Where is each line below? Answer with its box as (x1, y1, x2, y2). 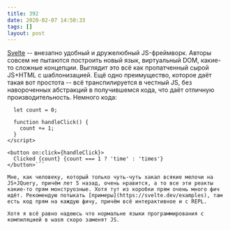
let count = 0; (13, 107, 58, 114)
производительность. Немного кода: (7, 93, 117, 102)
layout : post (7, 29, 45, 37)
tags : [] (7, 23, 33, 30)
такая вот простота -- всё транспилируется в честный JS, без (7, 78, 192, 87)
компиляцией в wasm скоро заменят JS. (7, 217, 120, 224)
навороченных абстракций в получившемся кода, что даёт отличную (7, 86, 215, 94)
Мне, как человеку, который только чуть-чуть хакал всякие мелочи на (7, 174, 214, 181)
